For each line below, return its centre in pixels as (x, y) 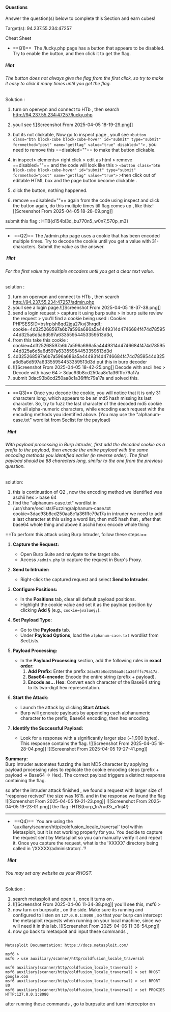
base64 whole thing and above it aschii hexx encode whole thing (81, 524)
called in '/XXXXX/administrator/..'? (49, 848)
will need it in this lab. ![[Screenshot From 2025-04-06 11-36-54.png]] (86, 926)
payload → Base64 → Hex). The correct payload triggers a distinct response (85, 775)
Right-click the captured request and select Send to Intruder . (84, 579)
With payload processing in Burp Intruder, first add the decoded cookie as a (85, 445)
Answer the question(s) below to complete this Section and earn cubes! (80, 18)
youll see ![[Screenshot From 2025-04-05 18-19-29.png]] (73, 125)
